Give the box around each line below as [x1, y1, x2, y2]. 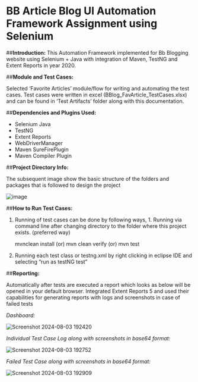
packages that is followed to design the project [6, 181, 121, 189]
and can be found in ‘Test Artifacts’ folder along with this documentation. [6, 97, 184, 105]
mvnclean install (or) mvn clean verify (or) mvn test [14, 240, 140, 248]
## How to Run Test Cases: [6, 204, 73, 212]
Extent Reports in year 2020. [6, 61, 76, 69]
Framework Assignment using [6, 17, 158, 30]
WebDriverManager [14, 139, 63, 146]
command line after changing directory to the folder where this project [14, 222, 187, 230]
